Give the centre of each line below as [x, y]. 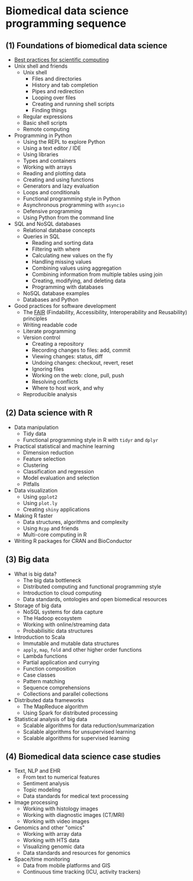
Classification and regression [58, 471]
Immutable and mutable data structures [71, 643]
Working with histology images [60, 809]
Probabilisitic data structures [58, 630]
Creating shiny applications [56, 509]
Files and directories [57, 79]
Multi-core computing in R [55, 534]
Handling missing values [62, 262]
